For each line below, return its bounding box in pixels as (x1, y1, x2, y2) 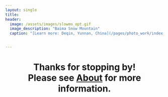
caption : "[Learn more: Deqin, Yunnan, (10, 31, 94, 36)
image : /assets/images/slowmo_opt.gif (10, 21, 92, 27)
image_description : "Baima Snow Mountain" (10, 26, 100, 31)
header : (5, 17, 22, 22)
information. (58, 83, 111, 94)
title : (5, 12, 19, 17)
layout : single (5, 7, 37, 13)
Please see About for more (28, 72, 141, 84)
